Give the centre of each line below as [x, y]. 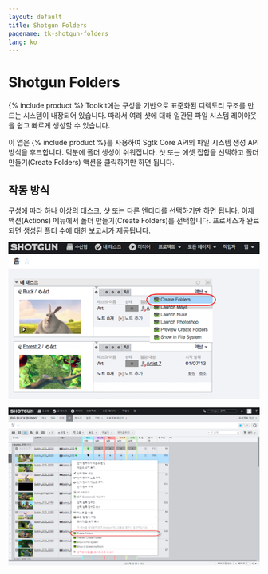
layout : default [35, 17]
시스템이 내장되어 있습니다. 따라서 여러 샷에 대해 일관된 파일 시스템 [126, 116]
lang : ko [23, 42]
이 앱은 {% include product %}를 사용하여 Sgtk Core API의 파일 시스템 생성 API [134, 143]
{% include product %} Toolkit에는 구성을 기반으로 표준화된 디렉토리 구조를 [127, 106]
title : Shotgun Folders [48, 25]
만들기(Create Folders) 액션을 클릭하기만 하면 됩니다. [91, 163]
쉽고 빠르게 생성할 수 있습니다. [63, 126]
